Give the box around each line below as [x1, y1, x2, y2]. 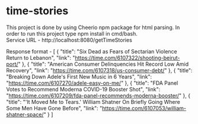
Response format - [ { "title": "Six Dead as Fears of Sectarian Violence [6, 47, 177, 55]
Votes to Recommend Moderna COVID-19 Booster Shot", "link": [6, 85, 161, 93]
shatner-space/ [6, 111, 44, 118]
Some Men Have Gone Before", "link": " [6, 104, 103, 112]
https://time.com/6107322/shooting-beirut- [75, 54, 180, 61]
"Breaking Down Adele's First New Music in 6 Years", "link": [6, 73, 152, 80]
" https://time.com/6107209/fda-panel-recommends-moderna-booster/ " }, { [6, 92, 191, 99]
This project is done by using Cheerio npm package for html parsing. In [6, 24, 180, 31]
